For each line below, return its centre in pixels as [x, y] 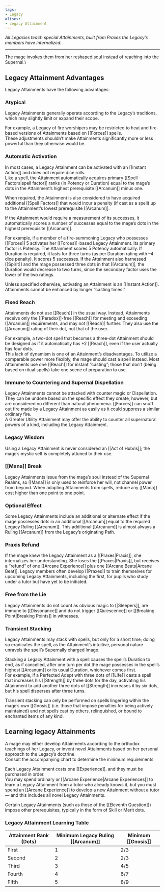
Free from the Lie [26, 594]
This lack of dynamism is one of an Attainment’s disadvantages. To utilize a [81, 354]
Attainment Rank [29, 836]
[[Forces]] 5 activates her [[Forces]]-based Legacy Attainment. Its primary [80, 243]
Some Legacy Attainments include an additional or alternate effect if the [78, 516]
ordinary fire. [18, 414]
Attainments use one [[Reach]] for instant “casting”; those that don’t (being [81, 364]
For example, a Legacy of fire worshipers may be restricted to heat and [77, 128]
